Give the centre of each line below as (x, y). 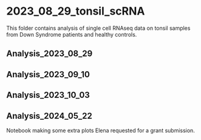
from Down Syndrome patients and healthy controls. (72, 34)
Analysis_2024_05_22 (49, 116)
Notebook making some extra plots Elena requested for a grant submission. (101, 130)
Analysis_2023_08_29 (49, 54)
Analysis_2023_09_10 (48, 74)
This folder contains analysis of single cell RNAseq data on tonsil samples (98, 28)
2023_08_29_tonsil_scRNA (76, 11)
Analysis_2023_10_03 (48, 95)
